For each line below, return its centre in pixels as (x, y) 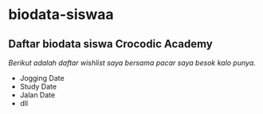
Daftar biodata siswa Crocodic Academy (110, 44)
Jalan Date (37, 95)
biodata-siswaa (61, 15)
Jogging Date (42, 78)
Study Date (38, 86)
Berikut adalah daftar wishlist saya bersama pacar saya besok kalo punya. (132, 63)
